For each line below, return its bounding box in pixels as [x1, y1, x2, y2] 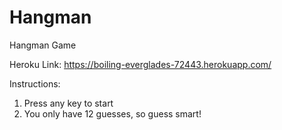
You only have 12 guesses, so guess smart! [23, 107, 202, 120]
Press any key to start [23, 97, 114, 109]
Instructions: [9, 77, 61, 90]
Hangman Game [9, 39, 77, 51]
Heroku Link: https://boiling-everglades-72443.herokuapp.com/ [9, 58, 272, 70]
